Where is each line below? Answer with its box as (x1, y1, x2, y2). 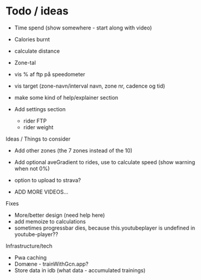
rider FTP (23, 117, 47, 124)
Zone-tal (14, 59, 36, 66)
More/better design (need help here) (14, 212, 105, 219)
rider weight (23, 123, 54, 130)
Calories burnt (14, 35, 51, 43)
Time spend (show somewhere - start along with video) (14, 24, 152, 31)
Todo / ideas (5, 4, 69, 18)
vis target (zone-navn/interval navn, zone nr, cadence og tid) (14, 82, 165, 90)
